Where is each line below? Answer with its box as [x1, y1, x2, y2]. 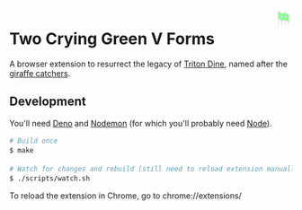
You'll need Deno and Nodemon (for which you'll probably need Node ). [9, 118, 272, 128]
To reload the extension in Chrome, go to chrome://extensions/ [9, 190, 243, 201]
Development [9, 94, 87, 109]
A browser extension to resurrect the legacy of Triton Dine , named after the [9, 58, 288, 69]
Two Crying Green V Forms [9, 29, 216, 49]
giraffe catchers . [9, 67, 71, 78]
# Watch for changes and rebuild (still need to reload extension [9, 164, 263, 174]
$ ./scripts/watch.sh [9, 174, 91, 183]
